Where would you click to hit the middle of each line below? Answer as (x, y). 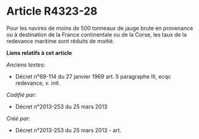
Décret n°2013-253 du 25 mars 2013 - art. (68, 130)
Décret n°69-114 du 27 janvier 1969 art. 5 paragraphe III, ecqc (93, 76)
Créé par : (18, 118)
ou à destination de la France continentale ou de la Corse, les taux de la (96, 34)
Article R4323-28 (52, 11)
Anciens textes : (26, 65)
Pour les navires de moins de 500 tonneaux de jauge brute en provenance (100, 28)
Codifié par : (21, 94)
